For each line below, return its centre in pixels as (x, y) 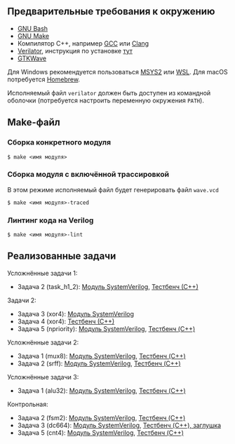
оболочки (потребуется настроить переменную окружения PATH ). (106, 100)
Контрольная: (28, 404)
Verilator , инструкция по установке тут (75, 51)
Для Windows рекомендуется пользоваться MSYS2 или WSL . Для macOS (117, 72)
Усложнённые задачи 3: (43, 377)
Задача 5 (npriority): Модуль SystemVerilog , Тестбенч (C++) (106, 328)
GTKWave (32, 58)
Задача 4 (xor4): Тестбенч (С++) (66, 321)
